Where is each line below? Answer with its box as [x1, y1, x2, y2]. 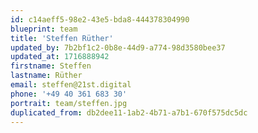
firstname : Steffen [10, 61, 92, 71]
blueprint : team [10, 24, 78, 34]
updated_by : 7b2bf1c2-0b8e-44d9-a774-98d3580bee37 [10, 42, 226, 53]
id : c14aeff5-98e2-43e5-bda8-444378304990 [10, 14, 190, 25]
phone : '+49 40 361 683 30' [10, 89, 128, 99]
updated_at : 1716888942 [10, 52, 110, 62]
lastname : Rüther [10, 71, 83, 81]
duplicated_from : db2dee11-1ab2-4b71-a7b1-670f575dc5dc [10, 107, 248, 118]
